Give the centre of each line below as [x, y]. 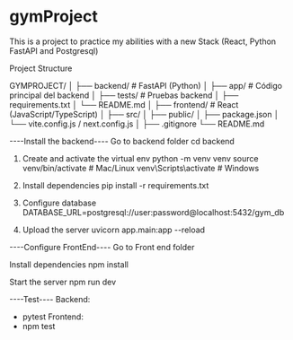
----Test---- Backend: [50, 299]
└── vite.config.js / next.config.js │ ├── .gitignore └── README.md [137, 124]
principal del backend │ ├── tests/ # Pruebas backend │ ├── [124, 95]
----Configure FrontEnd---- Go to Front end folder [102, 247]
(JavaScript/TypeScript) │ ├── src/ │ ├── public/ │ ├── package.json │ [144, 114]
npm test [39, 326]
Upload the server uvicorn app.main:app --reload [113, 230]
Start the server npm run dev [63, 282]
